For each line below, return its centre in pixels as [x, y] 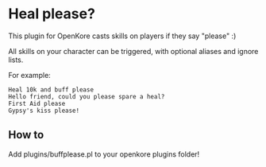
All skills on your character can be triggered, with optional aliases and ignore [133, 51]
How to [26, 135]
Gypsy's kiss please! [44, 111]
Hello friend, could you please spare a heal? [87, 96]
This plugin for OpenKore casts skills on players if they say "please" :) [122, 36]
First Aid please [37, 103]
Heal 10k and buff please [51, 89]
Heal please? [52, 14]
